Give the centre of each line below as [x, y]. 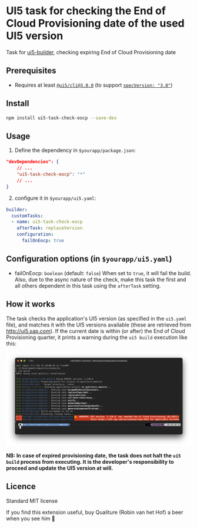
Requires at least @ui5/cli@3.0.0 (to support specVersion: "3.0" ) [94, 85]
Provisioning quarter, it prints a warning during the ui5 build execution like [97, 337]
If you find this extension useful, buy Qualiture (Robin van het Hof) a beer [95, 512]
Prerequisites [31, 71]
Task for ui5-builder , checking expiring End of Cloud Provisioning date [91, 52]
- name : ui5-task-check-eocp [47, 222]
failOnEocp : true [43, 240]
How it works [31, 304]
